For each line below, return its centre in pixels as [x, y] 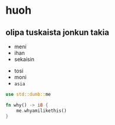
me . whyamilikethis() [41, 111]
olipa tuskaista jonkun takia [57, 32]
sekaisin [24, 59]
